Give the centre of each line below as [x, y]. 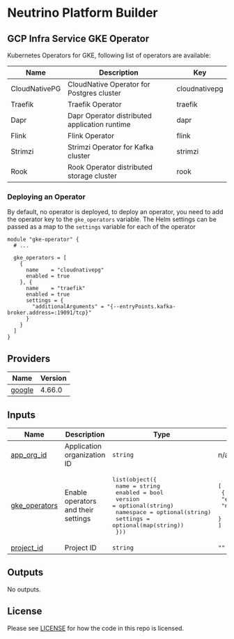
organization [85, 455]
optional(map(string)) [148, 525]
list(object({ [134, 479]
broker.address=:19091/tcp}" [49, 313]
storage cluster [92, 176]
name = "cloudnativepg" [65, 270]
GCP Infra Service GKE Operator [78, 39]
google [22, 390]
